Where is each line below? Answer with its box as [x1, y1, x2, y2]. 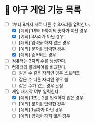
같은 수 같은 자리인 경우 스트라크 [19, 70, 80, 76]
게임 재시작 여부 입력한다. [11, 88, 60, 94]
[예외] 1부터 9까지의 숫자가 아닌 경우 [19, 28, 88, 33]
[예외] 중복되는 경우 [19, 52, 57, 58]
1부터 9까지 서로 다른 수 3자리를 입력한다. [11, 21, 91, 27]
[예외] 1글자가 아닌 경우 [19, 106, 63, 112]
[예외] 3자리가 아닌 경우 [19, 34, 64, 39]
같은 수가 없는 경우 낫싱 [19, 82, 64, 88]
